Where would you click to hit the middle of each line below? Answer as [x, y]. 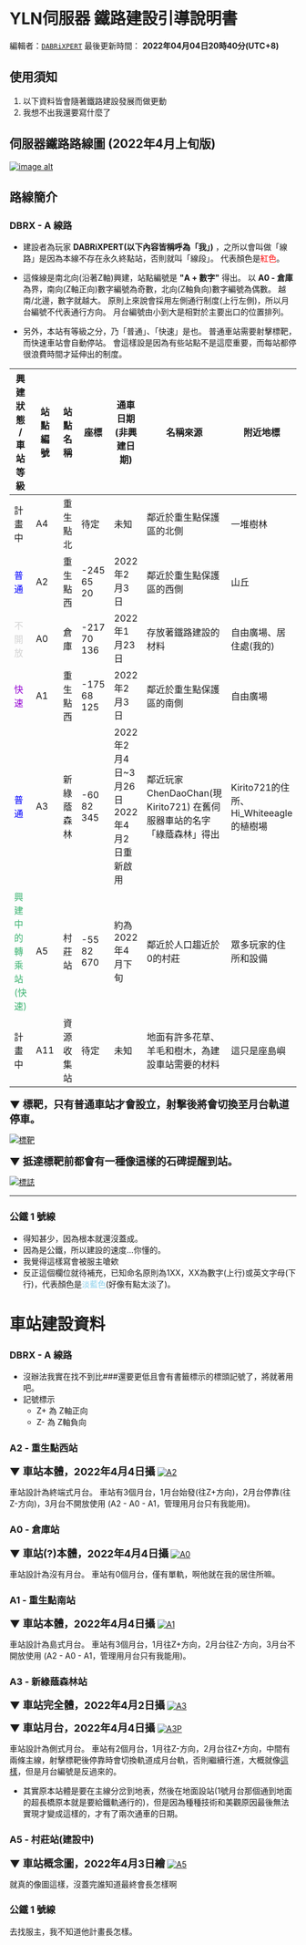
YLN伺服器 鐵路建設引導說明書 [124, 19]
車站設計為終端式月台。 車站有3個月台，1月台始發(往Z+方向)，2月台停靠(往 [150, 1493]
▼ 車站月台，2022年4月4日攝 [82, 1728]
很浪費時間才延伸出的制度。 [75, 354]
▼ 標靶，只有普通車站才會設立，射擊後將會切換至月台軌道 [149, 1105]
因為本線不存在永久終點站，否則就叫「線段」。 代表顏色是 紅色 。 [166, 259]
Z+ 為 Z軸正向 [62, 1411]
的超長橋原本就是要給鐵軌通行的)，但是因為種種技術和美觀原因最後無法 [156, 1803]
